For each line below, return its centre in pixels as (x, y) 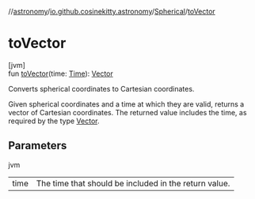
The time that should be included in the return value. (133, 183)
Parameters (38, 146)
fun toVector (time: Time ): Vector (61, 73)
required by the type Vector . (54, 121)
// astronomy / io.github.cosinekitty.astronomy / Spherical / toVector (112, 11)
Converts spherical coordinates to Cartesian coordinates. (101, 88)
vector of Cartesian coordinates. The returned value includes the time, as (127, 112)
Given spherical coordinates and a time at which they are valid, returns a (126, 104)
